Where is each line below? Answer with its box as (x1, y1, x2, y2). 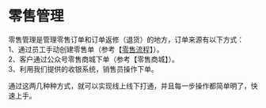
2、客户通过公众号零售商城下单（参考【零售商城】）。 (8, 54, 180, 64)
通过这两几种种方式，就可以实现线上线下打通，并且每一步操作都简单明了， (8, 80, 251, 91)
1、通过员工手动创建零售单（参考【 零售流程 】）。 (8, 44, 164, 54)
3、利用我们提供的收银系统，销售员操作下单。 (8, 64, 158, 73)
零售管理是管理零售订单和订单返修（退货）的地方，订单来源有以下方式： (8, 35, 244, 44)
